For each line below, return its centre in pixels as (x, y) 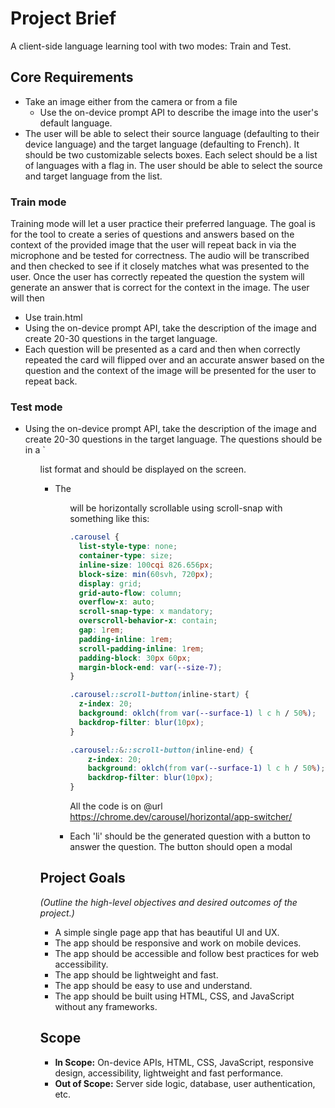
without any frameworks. (106, 1006)
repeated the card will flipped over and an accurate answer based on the (174, 360)
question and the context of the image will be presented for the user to (170, 371)
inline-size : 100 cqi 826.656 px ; (146, 565)
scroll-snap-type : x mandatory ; (146, 612)
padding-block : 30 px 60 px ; (135, 658)
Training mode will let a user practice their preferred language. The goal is (163, 224)
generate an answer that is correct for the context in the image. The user (160, 288)
